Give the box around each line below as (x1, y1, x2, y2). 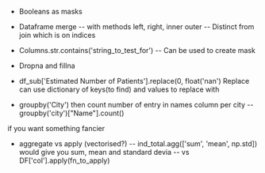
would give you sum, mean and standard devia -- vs (18, 148, 190, 156)
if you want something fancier (7, 124, 105, 133)
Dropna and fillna (18, 61, 76, 70)
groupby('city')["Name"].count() (18, 108, 125, 118)
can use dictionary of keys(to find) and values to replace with (18, 85, 220, 94)
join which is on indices (18, 31, 96, 39)
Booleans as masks (18, 7, 83, 16)
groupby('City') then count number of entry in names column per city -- (18, 100, 254, 109)
